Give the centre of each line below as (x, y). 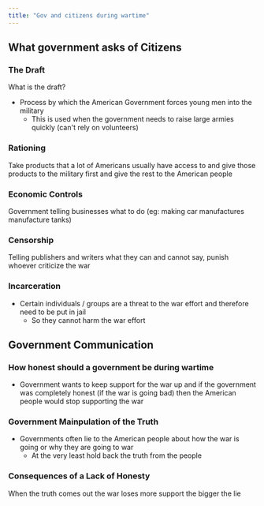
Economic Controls (45, 194)
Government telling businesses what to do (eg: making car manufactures (126, 211)
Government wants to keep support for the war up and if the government (138, 384)
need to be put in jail (53, 312)
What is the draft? (37, 87)
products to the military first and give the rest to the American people (120, 174)
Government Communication (81, 345)
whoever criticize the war (49, 266)
